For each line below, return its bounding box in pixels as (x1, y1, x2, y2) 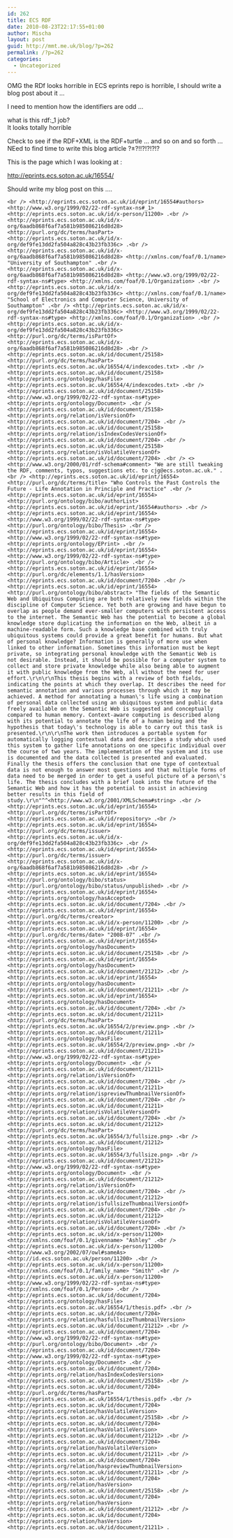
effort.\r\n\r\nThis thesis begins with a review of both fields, (7, 674, 204, 681)
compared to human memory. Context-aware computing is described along (7, 711, 220, 718)
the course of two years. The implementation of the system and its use (7, 748, 223, 755)
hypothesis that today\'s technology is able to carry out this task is (7, 723, 223, 730)
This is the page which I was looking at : (7, 158, 123, 166)
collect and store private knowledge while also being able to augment (7, 663, 220, 670)
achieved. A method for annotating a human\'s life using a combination (7, 693, 223, 700)
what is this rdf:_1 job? (7, 116, 70, 124)
